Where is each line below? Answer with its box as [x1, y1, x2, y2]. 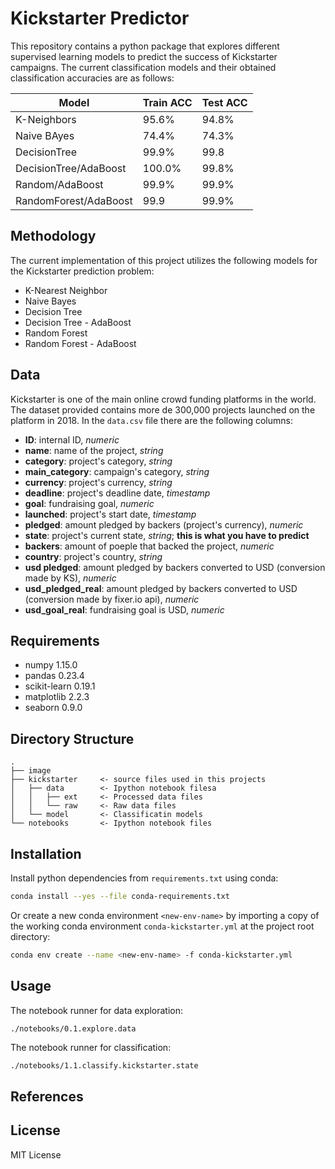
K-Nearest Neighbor [24, 284, 108, 296]
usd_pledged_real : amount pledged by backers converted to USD [24, 582, 298, 594]
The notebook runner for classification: [10, 1042, 172, 1054]
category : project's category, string [24, 455, 173, 467]
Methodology [10, 228, 97, 245]
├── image [10, 766, 52, 776]
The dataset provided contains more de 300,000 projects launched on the [10, 403, 316, 416]
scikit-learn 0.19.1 [24, 680, 96, 692]
